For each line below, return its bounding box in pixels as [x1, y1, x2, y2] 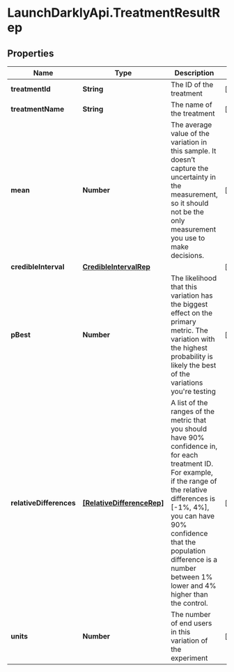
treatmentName [10, 105, 65, 114]
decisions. [170, 251, 204, 260]
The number [170, 610, 211, 619]
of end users [170, 618, 212, 628]
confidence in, [170, 441, 218, 451]
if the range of [170, 476, 217, 486]
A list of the [170, 398, 208, 407]
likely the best [170, 360, 217, 370]
